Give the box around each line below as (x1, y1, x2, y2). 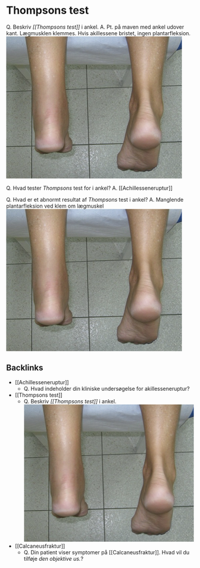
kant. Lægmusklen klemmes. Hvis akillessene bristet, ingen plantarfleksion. (6, 29, 191, 36)
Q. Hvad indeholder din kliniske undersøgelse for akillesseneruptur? (23, 385, 190, 392)
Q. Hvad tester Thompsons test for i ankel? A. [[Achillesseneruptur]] (6, 184, 173, 192)
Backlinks (6, 363, 43, 373)
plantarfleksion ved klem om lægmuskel (6, 202, 104, 209)
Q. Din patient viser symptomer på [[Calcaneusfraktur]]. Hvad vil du (23, 549, 190, 556)
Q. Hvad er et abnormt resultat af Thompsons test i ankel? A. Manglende (6, 196, 184, 203)
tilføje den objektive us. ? (23, 555, 84, 563)
